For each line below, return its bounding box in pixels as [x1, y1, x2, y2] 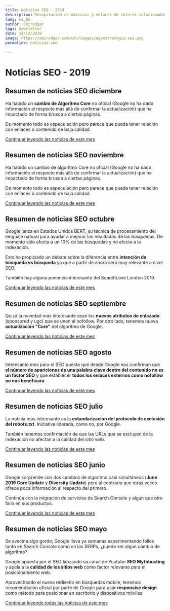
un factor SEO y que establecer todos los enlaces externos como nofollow [5, 372, 163, 378]
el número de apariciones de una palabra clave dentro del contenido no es [5, 367, 164, 373]
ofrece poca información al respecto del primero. [5, 485, 108, 491]
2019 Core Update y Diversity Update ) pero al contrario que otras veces [5, 480, 157, 486]
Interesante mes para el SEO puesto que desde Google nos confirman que [5, 362, 160, 368]
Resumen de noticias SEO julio [5, 402, 103, 411]
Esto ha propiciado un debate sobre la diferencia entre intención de [5, 254, 147, 260]
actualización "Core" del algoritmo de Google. [5, 324, 103, 330]
